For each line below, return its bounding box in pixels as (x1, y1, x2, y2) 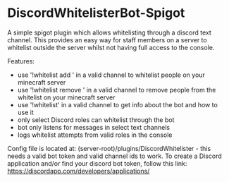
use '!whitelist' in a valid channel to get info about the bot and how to (17, 100, 218, 109)
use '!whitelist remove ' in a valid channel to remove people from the (17, 85, 216, 94)
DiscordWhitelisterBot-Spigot (7, 5, 185, 21)
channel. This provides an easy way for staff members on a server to (7, 35, 207, 44)
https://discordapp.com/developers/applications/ (7, 166, 150, 175)
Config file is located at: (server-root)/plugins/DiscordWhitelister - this (7, 144, 211, 152)
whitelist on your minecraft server (17, 93, 116, 102)
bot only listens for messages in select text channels (17, 123, 171, 131)
